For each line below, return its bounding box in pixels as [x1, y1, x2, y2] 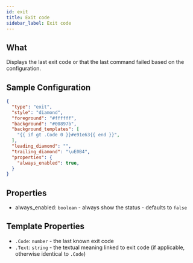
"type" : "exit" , [11, 104, 52, 110]
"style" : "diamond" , [11, 109, 63, 115]
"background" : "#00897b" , [11, 121, 77, 127]
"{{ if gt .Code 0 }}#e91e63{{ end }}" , [17, 132, 120, 138]
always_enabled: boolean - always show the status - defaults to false [14, 204, 188, 211]
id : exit [6, 8, 28, 15]
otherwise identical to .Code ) [14, 250, 86, 257]
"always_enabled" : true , [17, 160, 80, 166]
